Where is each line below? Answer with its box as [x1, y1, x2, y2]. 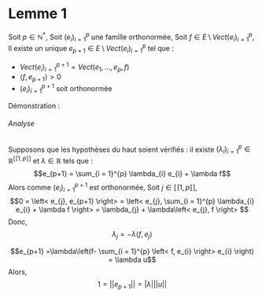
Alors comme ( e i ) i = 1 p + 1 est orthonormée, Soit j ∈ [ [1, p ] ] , [8, 181, 198, 193]
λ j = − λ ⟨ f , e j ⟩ [111, 230, 153, 241]
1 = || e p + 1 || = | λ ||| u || [97, 280, 168, 291]
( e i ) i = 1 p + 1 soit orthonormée [19, 83, 113, 95]
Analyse [8, 119, 35, 128]
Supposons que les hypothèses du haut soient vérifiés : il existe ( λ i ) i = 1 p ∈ [8, 143, 250, 156]
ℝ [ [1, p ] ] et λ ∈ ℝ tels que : [8, 155, 93, 165]
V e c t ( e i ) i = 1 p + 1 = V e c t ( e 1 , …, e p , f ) [19, 61, 130, 73]
